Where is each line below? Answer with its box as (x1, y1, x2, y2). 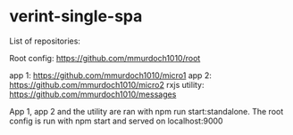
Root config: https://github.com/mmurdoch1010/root (9, 52, 201, 63)
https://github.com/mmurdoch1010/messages (9, 89, 177, 99)
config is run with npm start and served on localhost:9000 (9, 115, 223, 126)
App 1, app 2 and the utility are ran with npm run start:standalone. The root (9, 106, 284, 116)
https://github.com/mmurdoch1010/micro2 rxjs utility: (9, 79, 205, 90)
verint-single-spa (9, 6, 143, 27)
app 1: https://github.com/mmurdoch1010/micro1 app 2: (9, 69, 212, 81)
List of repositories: (9, 36, 80, 46)
